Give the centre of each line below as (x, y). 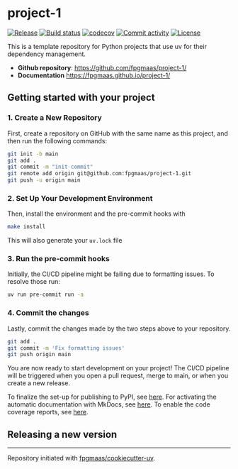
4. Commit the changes (49, 313)
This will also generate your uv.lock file (65, 241)
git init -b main (33, 154)
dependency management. (47, 54)
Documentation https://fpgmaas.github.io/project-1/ (94, 75)
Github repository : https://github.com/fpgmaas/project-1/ (102, 67)
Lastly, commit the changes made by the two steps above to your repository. (119, 329)
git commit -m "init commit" (50, 167)
